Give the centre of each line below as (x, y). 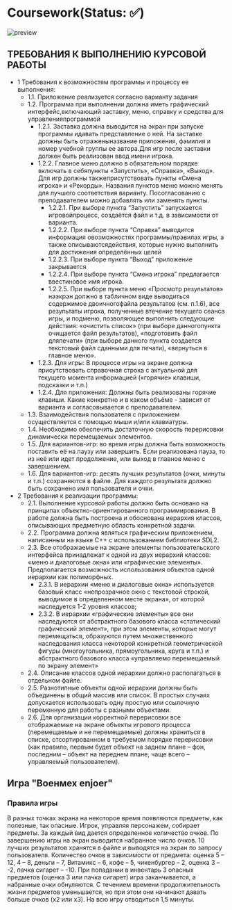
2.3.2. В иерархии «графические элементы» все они (116, 614)
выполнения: (36, 89)
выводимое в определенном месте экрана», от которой (121, 599)
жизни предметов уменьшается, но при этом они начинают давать (107, 892)
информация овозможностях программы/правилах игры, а (136, 237)
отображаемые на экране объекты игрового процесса (109, 724)
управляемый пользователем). (73, 761)
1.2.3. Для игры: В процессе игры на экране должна (115, 362)
